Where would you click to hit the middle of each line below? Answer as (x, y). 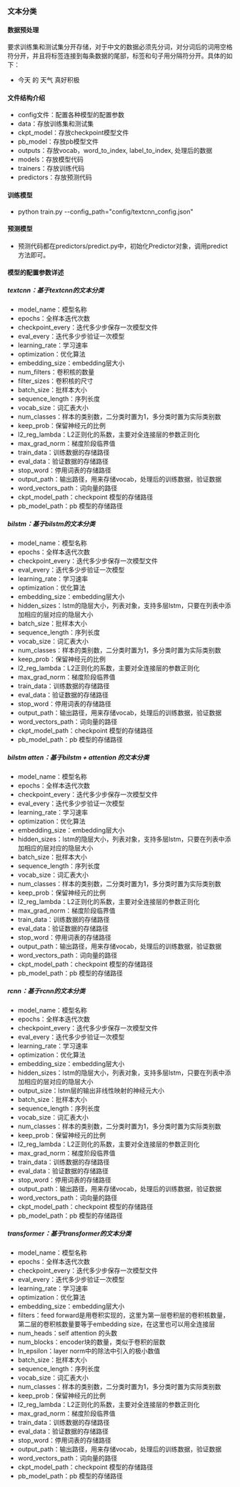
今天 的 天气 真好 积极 (49, 80)
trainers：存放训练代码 (51, 169)
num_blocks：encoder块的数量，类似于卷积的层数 (91, 1342)
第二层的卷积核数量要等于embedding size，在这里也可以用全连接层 (116, 1324)
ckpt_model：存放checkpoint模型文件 (73, 133)
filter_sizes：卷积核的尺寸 (56, 381)
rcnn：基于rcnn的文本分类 (46, 990)
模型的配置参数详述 (36, 272)
